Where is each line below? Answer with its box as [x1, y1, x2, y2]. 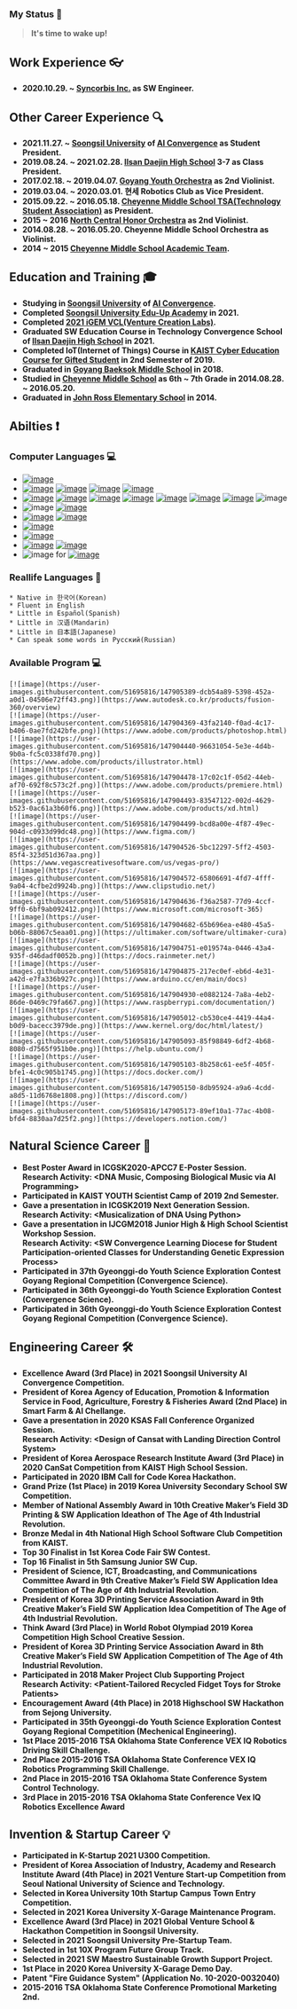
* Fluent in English [9, 600, 86, 610]
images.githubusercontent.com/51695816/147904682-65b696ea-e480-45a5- [9, 921, 276, 930]
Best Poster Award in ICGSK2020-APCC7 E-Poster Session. [21, 1162, 247, 1173]
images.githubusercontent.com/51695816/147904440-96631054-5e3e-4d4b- [9, 742, 276, 751]
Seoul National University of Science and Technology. [21, 1879, 225, 1889]
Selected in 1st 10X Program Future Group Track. [21, 1944, 205, 1955]
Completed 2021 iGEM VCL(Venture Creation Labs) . [21, 317, 217, 327]
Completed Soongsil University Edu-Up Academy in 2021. [21, 307, 239, 318]
